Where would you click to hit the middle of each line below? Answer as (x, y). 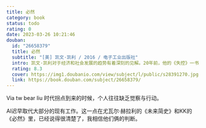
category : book (26, 18)
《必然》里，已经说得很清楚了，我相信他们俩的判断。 (74, 119)
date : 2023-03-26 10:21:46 (41, 35)
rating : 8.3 (27, 69)
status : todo (23, 23)
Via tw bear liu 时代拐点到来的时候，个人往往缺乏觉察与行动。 (84, 98)
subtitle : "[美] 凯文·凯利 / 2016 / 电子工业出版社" (75, 57)
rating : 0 (19, 29)
